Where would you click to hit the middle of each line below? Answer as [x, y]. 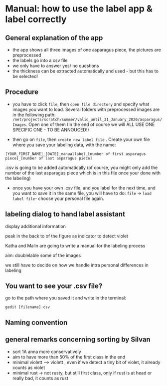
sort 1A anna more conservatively [47, 351]
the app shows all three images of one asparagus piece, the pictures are [86, 50]
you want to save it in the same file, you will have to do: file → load [82, 193]
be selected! [25, 76]
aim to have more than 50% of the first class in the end [69, 357]
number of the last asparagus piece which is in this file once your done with [83, 172]
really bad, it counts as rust [40, 378]
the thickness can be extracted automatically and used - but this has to [85, 71]
